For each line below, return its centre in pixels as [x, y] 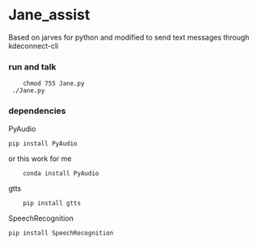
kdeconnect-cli [34, 45]
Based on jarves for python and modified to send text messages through [129, 37]
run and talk [32, 66]
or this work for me [40, 158]
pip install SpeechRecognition [61, 233]
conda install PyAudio [61, 173]
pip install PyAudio [43, 143]
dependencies [37, 111]
